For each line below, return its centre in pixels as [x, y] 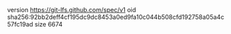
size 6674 [49, 24]
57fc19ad [20, 24]
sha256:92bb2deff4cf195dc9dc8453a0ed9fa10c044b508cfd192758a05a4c [116, 17]
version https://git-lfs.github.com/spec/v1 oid [72, 10]
